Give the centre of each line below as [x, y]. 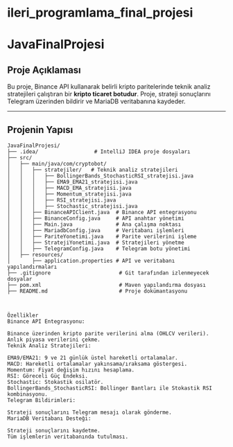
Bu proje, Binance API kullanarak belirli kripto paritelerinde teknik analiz [109, 87]
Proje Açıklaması [44, 70]
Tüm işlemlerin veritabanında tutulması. [68, 437]
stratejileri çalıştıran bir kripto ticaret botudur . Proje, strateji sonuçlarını [109, 94]
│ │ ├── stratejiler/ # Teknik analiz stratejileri [93, 170]
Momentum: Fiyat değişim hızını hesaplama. [71, 370]
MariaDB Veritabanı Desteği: [49, 419]
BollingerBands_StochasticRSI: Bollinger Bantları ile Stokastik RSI [110, 388]
